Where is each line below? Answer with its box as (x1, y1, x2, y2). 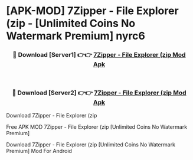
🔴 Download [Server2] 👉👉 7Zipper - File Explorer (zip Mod (11, 89, 187, 97)
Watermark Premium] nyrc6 (6, 30, 146, 43)
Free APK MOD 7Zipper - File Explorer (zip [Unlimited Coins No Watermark (6, 123, 188, 130)
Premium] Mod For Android (6, 147, 73, 154)
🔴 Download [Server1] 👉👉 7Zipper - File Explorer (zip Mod (12, 51, 186, 59)
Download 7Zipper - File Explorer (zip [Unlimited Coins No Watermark (6, 141, 176, 148)
